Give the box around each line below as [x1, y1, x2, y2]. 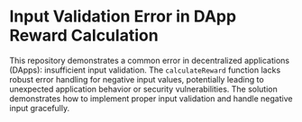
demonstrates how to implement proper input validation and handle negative [9, 92, 293, 104]
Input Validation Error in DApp [9, 6, 237, 27]
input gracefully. [9, 102, 70, 113]
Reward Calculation [9, 25, 160, 46]
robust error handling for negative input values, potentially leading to [9, 74, 264, 84]
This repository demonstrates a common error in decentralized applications [9, 55, 290, 65]
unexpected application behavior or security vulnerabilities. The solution [9, 83, 278, 94]
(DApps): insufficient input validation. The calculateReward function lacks [9, 65, 281, 75]
